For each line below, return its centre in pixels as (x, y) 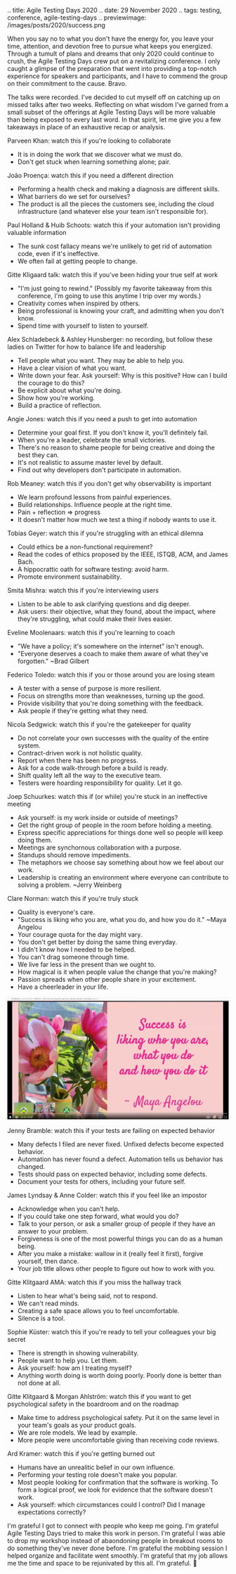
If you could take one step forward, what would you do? (98, 1216)
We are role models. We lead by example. (78, 1432)
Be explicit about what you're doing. (70, 390)
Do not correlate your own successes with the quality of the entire (113, 738)
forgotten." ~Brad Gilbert (53, 661)
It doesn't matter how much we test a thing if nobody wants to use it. (117, 519)
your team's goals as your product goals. (77, 1425)
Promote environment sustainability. (69, 577)
